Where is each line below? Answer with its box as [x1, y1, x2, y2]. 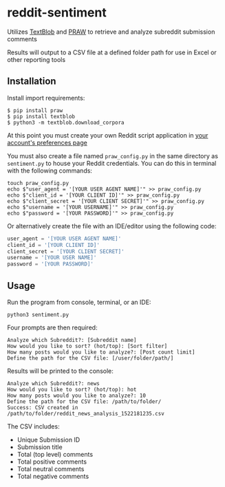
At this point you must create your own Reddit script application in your [7, 131, 208, 139]
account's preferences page [7, 138, 87, 147]
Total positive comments [17, 457, 87, 466]
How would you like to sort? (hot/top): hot [7, 386, 137, 393]
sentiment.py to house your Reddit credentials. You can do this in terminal [7, 159, 217, 167]
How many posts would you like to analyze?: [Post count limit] [7, 349, 195, 356]
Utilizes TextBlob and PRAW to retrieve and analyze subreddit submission [7, 28, 215, 36]
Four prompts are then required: [7, 323, 98, 332]
